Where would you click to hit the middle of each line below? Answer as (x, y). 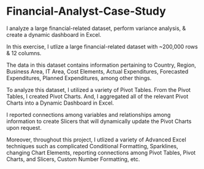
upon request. (24, 127)
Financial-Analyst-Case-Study (86, 11)
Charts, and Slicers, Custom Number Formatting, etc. (73, 159)
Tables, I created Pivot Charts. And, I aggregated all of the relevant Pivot (97, 96)
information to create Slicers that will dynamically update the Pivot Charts (99, 121)
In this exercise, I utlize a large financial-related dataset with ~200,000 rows (102, 47)
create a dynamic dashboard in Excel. (54, 34)
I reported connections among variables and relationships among (89, 115)
